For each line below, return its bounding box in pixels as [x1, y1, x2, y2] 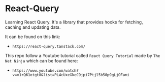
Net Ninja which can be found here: [5, 58, 78, 63]
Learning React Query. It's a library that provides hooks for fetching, [5, 19, 143, 25]
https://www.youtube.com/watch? [12, 68, 79, 73]
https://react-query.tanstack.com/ [12, 44, 86, 49]
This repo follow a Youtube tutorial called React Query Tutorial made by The [5, 52, 160, 59]
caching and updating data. [5, 24, 61, 30]
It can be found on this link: [5, 34, 61, 40]
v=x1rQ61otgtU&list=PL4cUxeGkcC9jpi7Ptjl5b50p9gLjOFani [12, 72, 130, 77]
